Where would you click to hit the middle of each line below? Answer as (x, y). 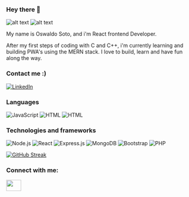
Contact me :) (26, 74)
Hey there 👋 (23, 10)
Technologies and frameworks (51, 130)
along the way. (24, 58)
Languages (23, 102)
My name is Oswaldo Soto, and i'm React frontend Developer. (81, 34)
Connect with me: (32, 170)
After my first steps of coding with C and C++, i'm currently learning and (95, 46)
